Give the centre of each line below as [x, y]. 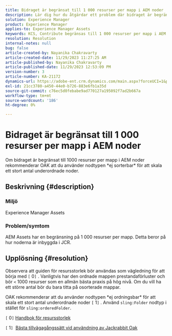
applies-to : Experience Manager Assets [48, 29]
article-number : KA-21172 [33, 77]
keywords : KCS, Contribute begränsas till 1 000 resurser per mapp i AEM [86, 34]
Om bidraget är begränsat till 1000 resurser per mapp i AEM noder [75, 160]
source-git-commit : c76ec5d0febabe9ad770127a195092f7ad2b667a [73, 91]
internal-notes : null [28, 43]
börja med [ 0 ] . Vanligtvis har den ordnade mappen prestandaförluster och [85, 276]
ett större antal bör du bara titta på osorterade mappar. [63, 287]
